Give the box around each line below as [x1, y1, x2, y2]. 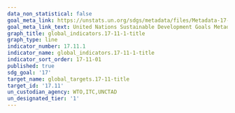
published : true [7, 62, 55, 69]
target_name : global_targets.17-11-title [7, 75, 130, 83]
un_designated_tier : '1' [7, 95, 80, 102]
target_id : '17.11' [7, 82, 64, 89]
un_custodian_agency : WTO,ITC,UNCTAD [7, 88, 117, 95]
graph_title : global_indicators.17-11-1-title [7, 29, 145, 37]
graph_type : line [7, 36, 58, 44]
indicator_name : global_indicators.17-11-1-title [7, 50, 155, 57]
